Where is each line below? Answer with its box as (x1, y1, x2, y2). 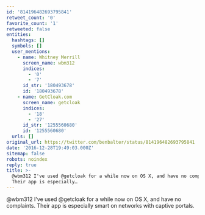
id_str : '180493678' (22, 83, 75, 89)
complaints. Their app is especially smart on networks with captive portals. (6, 202, 195, 209)
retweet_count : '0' (6, 15, 56, 21)
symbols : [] (12, 43, 43, 49)
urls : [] (12, 133, 34, 140)
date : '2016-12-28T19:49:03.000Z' (6, 144, 95, 151)
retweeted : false (6, 26, 51, 32)
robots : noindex (6, 156, 48, 162)
